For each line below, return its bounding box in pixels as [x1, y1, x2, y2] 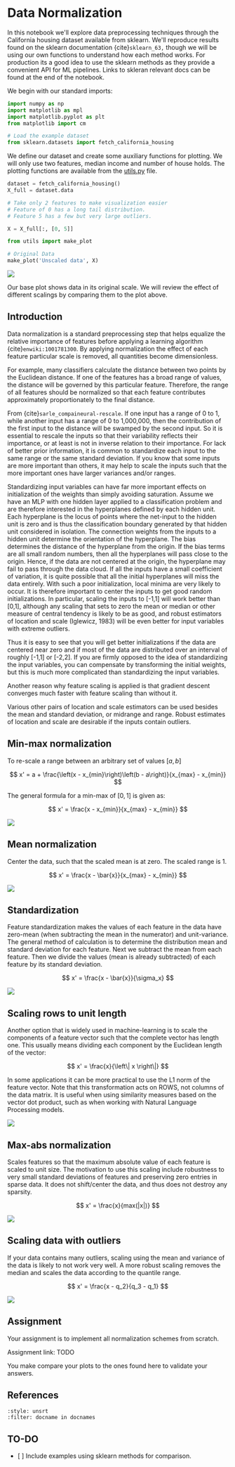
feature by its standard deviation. [7, 960, 103, 969]
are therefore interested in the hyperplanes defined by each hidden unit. [7, 505, 216, 513]
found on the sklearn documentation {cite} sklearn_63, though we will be [7, 43, 217, 51]
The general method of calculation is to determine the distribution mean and [7, 938, 228, 946]
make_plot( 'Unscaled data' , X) [7, 257, 99, 264]
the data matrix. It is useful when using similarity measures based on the [7, 1091, 217, 1099]
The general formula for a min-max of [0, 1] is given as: [7, 791, 166, 799]
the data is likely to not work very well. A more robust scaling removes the [7, 1260, 221, 1269]
